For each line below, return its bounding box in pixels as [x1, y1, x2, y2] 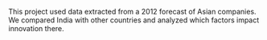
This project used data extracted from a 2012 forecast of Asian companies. [8, 7, 257, 16]
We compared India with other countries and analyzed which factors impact [8, 15, 260, 25]
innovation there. [8, 24, 64, 33]
